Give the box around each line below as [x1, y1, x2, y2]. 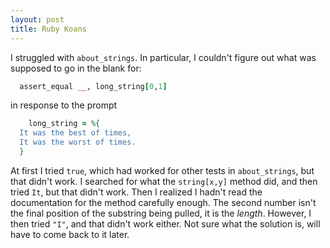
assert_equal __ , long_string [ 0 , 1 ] [19, 81, 168, 91]
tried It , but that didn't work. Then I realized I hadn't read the [10, 186, 263, 198]
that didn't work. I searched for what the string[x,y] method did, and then [10, 175, 318, 187]
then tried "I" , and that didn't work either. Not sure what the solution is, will [10, 217, 321, 230]
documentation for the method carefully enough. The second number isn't [10, 196, 317, 208]
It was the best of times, [19, 128, 132, 138]
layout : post [10, 14, 65, 25]
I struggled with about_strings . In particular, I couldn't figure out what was [10, 51, 317, 63]
